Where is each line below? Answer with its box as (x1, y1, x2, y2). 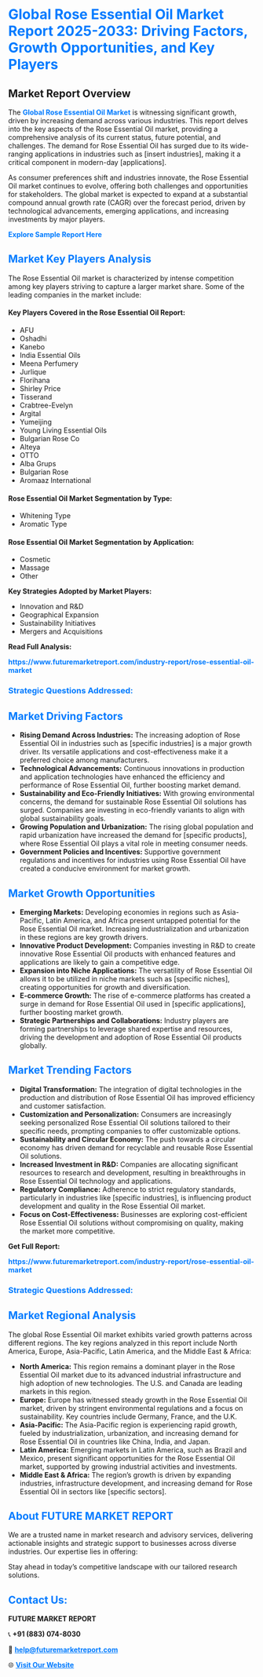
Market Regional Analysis (8, 1309, 137, 1322)
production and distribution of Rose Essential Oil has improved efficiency (19, 1093, 255, 1102)
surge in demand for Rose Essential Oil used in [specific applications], (19, 999, 246, 1008)
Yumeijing (19, 418, 53, 427)
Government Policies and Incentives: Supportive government (19, 847, 221, 857)
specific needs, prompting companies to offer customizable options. (19, 1126, 241, 1135)
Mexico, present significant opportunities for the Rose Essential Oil (19, 1453, 236, 1463)
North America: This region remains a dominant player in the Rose (19, 1361, 236, 1371)
